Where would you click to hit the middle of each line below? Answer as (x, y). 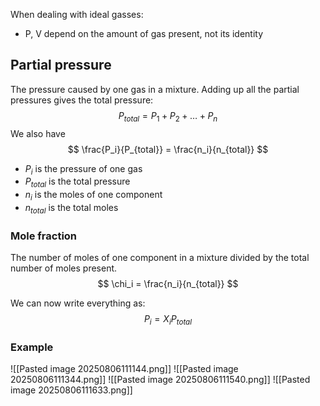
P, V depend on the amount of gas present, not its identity (144, 33)
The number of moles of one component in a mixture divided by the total (160, 258)
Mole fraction (44, 236)
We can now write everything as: (78, 303)
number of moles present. (64, 268)
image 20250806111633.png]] (71, 390)
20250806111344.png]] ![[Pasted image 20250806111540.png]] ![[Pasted (160, 380)
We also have (38, 133)
